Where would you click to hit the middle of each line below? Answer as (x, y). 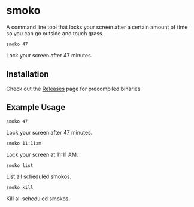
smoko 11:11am (24, 143)
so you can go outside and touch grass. (55, 33)
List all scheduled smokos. (39, 176)
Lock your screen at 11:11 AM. (42, 154)
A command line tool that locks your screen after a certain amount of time (97, 27)
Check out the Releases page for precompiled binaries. (74, 89)
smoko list (20, 165)
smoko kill (20, 187)
